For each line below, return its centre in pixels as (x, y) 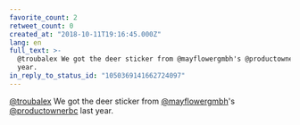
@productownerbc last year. (62, 110)
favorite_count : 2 (43, 17)
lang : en (25, 42)
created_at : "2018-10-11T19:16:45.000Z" (86, 34)
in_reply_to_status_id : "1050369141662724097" (97, 76)
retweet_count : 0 (42, 26)
